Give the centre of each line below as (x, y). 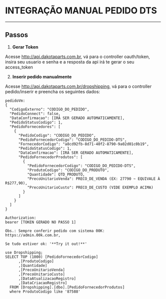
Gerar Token (25, 47)
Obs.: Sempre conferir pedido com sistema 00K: (55, 231)
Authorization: (21, 218)
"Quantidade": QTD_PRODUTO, (56, 174)
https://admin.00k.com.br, (33, 235)
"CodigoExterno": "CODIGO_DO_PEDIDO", (50, 109)
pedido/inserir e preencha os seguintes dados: (53, 91)
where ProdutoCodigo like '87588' (45, 292)
